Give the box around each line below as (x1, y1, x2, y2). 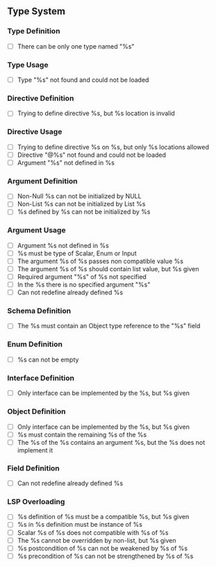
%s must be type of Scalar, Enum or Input (17, 249, 137, 257)
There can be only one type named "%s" (17, 42, 135, 51)
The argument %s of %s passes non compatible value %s (17, 257, 184, 265)
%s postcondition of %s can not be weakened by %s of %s (17, 544, 188, 552)
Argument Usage (7, 226, 66, 235)
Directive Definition (7, 94, 74, 103)
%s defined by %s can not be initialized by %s (17, 208, 151, 216)
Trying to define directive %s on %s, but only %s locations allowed (17, 142, 210, 151)
